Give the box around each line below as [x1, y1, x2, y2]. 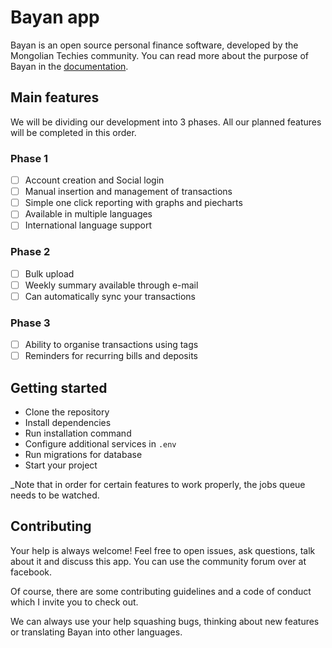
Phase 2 [10, 245, 51, 259]
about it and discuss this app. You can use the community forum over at [10, 555, 307, 567]
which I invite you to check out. [10, 596, 139, 608]
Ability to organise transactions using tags [24, 339, 199, 351]
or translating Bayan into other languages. [10, 626, 183, 638]
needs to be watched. [10, 489, 100, 501]
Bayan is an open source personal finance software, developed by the [10, 39, 299, 51]
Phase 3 [10, 316, 51, 330]
